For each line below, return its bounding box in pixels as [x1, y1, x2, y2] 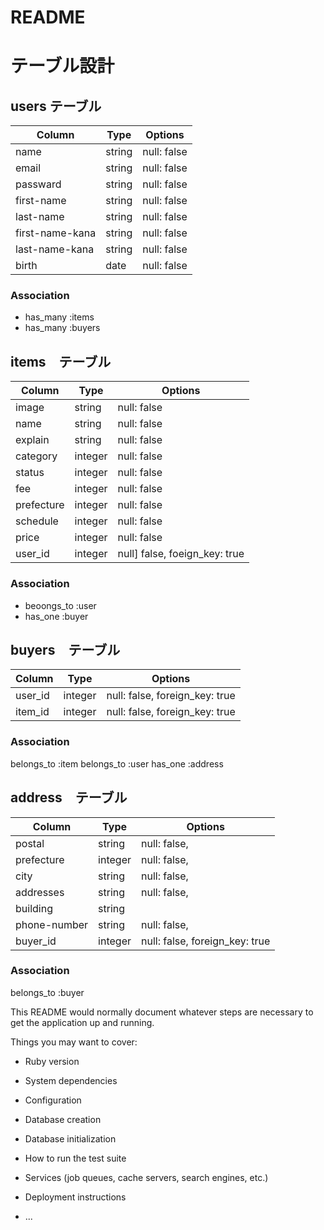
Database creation [24, 1113, 102, 1125]
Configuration [24, 1094, 82, 1106]
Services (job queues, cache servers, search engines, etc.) [24, 1171, 269, 1183]
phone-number [15, 917, 89, 931]
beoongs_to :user [24, 599, 97, 611]
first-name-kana [15, 226, 97, 240]
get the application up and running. [10, 1016, 155, 1028]
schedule [15, 514, 59, 528]
